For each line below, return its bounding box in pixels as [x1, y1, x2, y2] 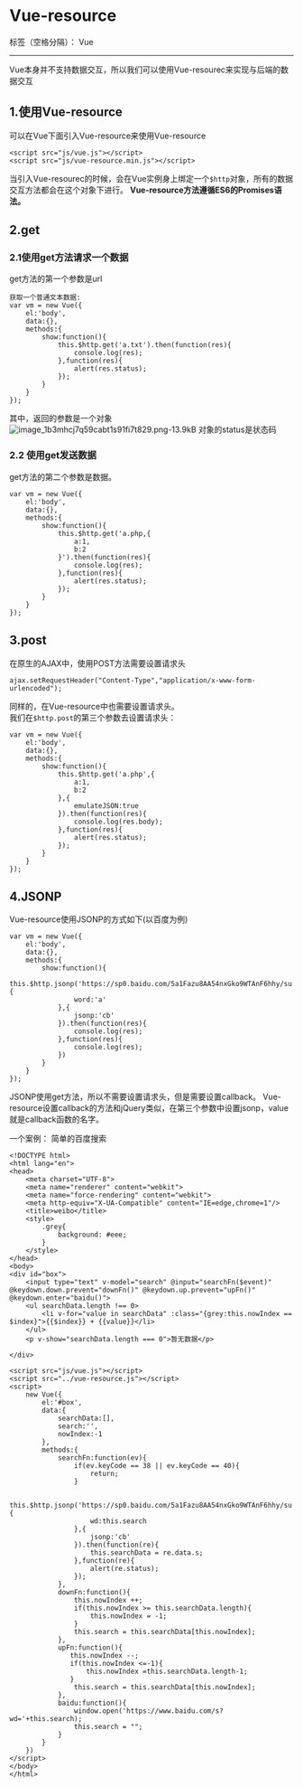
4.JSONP [9, 889, 62, 904]
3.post [9, 633, 47, 648]
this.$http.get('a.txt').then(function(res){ [57, 341, 232, 350]
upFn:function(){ [57, 1643, 124, 1652]
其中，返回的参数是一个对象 [9, 413, 113, 424]
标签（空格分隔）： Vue [9, 36, 95, 47]
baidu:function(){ [57, 1698, 127, 1708]
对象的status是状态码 [197, 424, 277, 435]
